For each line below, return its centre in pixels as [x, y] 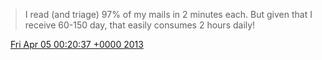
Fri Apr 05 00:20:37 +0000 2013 [76, 44]
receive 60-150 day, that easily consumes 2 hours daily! [140, 25]
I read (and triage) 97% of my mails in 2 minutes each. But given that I [168, 14]
